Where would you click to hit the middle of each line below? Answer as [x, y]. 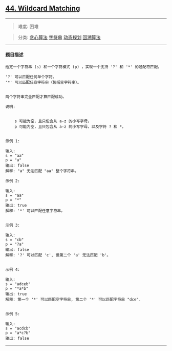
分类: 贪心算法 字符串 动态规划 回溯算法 [59, 37]
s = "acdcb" [18, 328]
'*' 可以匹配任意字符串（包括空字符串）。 [43, 82]
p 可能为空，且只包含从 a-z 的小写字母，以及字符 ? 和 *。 [70, 127]
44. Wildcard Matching [43, 8]
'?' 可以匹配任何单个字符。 [31, 77]
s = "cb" [15, 240]
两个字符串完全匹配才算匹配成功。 [36, 97]
